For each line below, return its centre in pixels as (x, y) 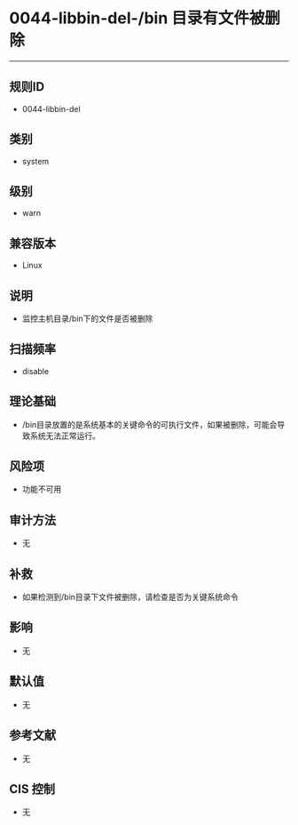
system (35, 161)
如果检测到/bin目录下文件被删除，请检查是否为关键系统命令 (130, 597)
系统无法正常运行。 (65, 436)
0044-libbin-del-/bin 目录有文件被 (137, 18)
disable (35, 371)
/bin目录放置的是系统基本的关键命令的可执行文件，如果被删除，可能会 (149, 424)
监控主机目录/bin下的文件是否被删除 (87, 318)
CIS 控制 (32, 789)
